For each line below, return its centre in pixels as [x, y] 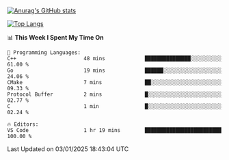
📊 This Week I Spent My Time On [55, 37]
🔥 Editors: [23, 124]
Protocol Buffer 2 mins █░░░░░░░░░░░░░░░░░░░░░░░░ [114, 94]
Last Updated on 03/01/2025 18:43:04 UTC [68, 149]
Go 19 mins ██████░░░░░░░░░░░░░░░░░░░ [114, 70]
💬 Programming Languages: [44, 53]
